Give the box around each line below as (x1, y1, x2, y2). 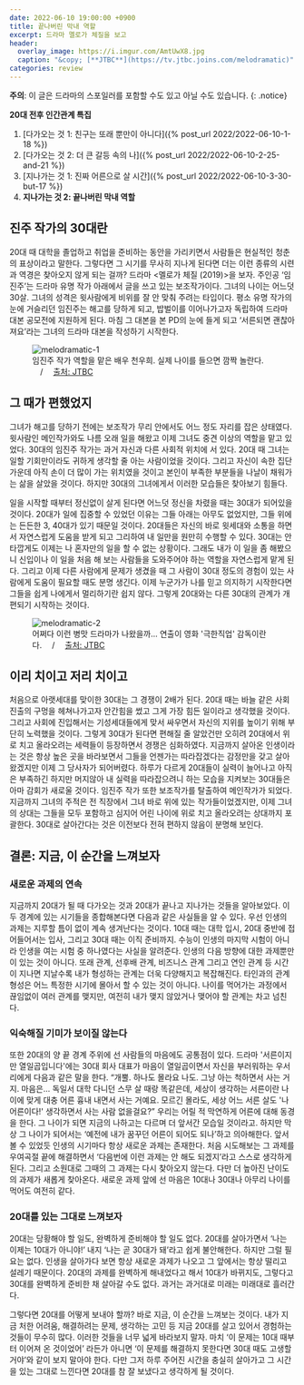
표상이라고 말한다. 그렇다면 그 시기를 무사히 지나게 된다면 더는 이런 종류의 (18, 258, 279, 269)
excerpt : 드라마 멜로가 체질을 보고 (9, 30, 127, 39)
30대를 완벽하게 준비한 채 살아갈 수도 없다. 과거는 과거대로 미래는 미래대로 (9, 1278, 271, 1289)
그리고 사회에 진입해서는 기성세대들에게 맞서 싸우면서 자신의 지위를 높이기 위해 (9, 717, 286, 728)
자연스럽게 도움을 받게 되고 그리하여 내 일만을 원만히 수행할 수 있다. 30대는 (18, 531, 283, 542)
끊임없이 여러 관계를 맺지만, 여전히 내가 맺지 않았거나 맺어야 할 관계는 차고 (9, 991, 270, 1001)
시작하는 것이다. (33, 599, 90, 610)
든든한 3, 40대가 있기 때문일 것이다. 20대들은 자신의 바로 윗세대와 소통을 (18, 519, 276, 531)
